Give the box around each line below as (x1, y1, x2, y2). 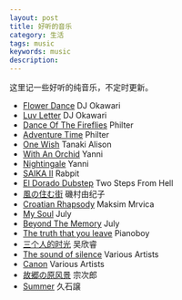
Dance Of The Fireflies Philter (22, 119, 134, 130)
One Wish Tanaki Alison (22, 139, 112, 150)
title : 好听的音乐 (9, 22, 73, 31)
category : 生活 (9, 30, 65, 39)
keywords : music (9, 47, 71, 57)
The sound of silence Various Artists (22, 249, 159, 260)
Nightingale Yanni (22, 159, 89, 169)
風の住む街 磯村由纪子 (22, 189, 106, 199)
